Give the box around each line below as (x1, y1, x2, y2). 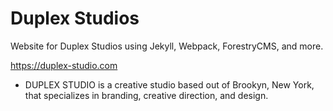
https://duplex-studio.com (10, 59, 118, 71)
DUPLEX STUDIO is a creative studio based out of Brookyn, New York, (24, 78, 315, 91)
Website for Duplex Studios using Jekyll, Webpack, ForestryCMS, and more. (10, 40, 324, 52)
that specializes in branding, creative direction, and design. (24, 89, 269, 101)
